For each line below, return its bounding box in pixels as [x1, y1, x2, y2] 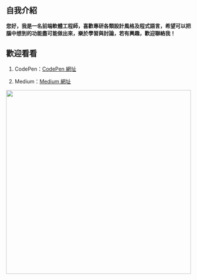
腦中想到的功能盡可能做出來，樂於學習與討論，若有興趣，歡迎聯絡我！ [6, 29, 176, 36]
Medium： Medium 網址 [14, 78, 72, 85]
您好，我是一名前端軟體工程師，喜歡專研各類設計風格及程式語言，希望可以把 [6, 22, 191, 29]
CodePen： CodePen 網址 [14, 65, 77, 72]
